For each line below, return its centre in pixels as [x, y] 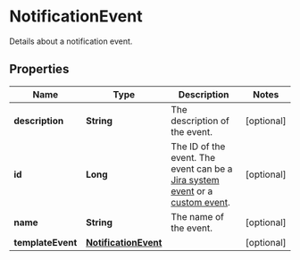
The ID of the [198, 147]
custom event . [200, 202]
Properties [39, 69]
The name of [198, 216]
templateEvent [46, 242]
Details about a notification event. [71, 41]
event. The [193, 157]
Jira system [196, 180]
